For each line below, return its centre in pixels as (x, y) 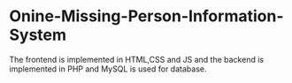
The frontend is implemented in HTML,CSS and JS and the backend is (136, 59)
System (38, 35)
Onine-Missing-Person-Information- (146, 16)
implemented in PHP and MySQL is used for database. (108, 69)
